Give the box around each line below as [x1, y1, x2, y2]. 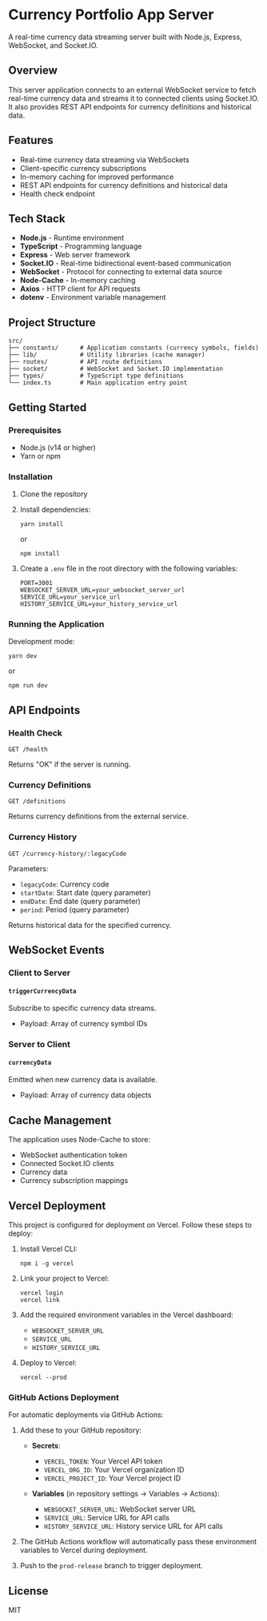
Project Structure [8, 316, 96, 329]
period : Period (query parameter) [19, 905, 130, 914]
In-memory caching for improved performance [19, 172, 174, 181]
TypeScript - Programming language [19, 241, 142, 251]
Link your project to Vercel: [19, 1273, 110, 1284]
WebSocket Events [8, 943, 106, 957]
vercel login [19, 1289, 64, 1297]
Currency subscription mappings [19, 1176, 129, 1185]
